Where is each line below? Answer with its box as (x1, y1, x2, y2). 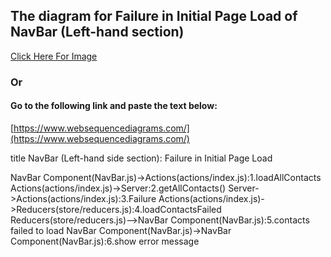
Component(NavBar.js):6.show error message (10, 235, 200, 247)
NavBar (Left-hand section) (10, 24, 185, 41)
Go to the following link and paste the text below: (10, 100, 218, 112)
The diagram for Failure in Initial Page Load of (10, 8, 298, 25)
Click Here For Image (10, 50, 98, 62)
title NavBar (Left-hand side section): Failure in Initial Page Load (10, 152, 273, 164)
